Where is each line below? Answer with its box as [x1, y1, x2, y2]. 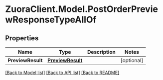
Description [87, 49, 116, 55]
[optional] [120, 57, 144, 64]
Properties [5, 34, 39, 42]
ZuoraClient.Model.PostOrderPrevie [5, 3, 159, 15]
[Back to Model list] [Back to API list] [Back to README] [5, 70, 120, 76]
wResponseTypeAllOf [5, 14, 97, 25]
